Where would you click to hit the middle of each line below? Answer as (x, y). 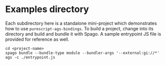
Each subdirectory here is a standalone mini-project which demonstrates (81, 23)
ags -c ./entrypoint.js (30, 57)
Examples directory (47, 9)
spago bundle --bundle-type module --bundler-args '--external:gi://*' (82, 53)
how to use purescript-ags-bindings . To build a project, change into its (79, 28)
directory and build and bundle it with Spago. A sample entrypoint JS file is (83, 34)
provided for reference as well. (37, 39)
